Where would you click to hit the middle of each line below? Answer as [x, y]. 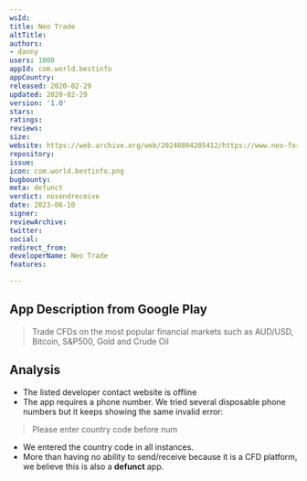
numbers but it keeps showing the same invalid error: [123, 412]
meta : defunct [37, 188]
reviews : [26, 129]
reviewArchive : [38, 222]
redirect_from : [38, 248]
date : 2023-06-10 [42, 205]
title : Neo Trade [42, 27]
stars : [22, 112]
